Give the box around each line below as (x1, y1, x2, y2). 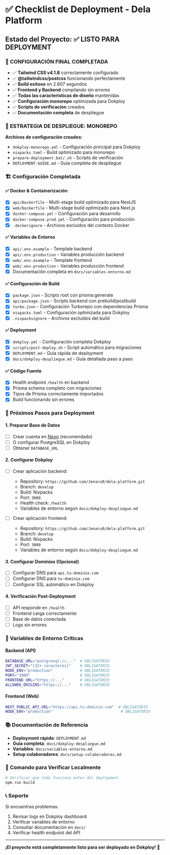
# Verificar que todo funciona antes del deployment (5, 775, 119, 780)
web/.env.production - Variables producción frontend (12, 263, 124, 269)
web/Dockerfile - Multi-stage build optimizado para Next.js (12, 205, 136, 211)
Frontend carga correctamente (12, 610, 77, 616)
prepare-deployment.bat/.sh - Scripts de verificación (12, 155, 123, 161)
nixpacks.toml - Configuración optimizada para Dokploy (12, 309, 130, 315)
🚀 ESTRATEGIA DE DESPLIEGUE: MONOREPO (5, 122, 118, 129)
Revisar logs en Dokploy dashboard (12, 813, 87, 819)
